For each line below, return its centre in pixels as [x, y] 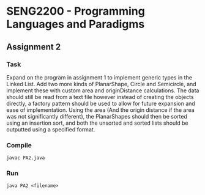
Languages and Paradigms [76, 24]
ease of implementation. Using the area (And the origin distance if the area [100, 110]
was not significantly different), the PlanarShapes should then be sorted [97, 116]
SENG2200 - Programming [76, 11]
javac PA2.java [26, 158]
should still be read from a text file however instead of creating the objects [100, 97]
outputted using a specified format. [51, 129]
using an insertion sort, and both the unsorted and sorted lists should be [97, 123]
